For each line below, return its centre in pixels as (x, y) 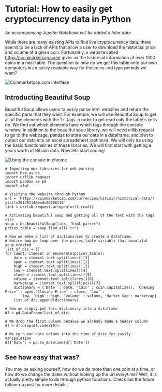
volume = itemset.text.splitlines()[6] (54, 279)
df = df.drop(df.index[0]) (32, 326)
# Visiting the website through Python (45, 194)
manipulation (18, 338)
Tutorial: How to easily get (59, 9)
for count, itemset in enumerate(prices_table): (55, 253)
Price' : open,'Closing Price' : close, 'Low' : (55, 292)
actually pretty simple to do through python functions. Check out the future (80, 379)
